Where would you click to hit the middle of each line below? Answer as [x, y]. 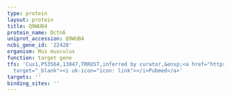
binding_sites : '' [33, 83]
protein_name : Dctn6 [37, 32]
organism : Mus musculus [41, 52]
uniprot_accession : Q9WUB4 [46, 39]
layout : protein [30, 20]
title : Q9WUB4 [27, 26]
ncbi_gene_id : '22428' [40, 45]
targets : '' [24, 77]
